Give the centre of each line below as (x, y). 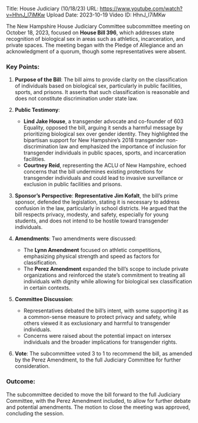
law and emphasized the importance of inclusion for (123, 147)
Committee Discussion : (44, 299)
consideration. (32, 366)
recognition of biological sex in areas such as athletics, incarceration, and (96, 39)
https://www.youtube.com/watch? (141, 9)
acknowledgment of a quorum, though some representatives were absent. (96, 51)
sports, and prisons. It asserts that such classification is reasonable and (102, 92)
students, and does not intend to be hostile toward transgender (92, 221)
